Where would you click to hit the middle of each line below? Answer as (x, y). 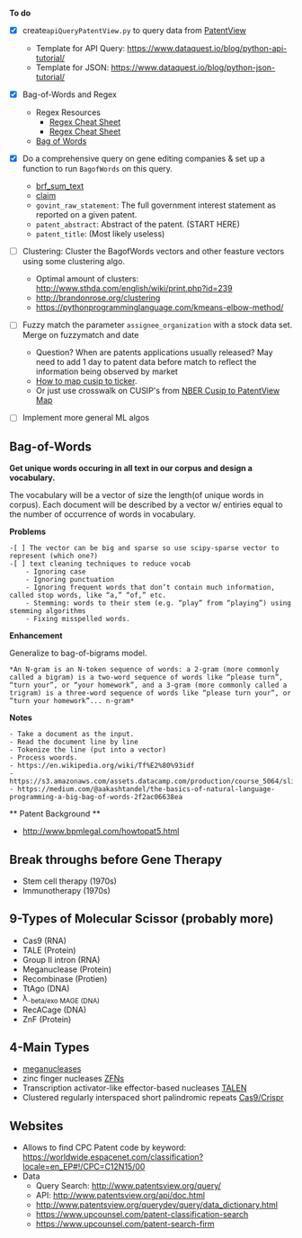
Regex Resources (68, 112)
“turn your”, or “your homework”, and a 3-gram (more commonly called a (148, 686)
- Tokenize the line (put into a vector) (88, 750)
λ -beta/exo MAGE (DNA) (61, 999)
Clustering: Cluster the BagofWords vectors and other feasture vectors (153, 252)
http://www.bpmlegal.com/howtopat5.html (101, 832)
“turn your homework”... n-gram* (72, 701)
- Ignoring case (56, 572)
